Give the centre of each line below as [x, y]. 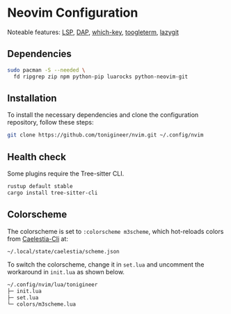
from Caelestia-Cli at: [38, 239]
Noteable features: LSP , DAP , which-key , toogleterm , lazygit [93, 32]
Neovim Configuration [73, 13]
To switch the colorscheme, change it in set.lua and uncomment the [106, 265]
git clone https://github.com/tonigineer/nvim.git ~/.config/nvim [105, 135]
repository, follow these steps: [50, 123]
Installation [32, 98]
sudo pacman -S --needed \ [46, 70]
